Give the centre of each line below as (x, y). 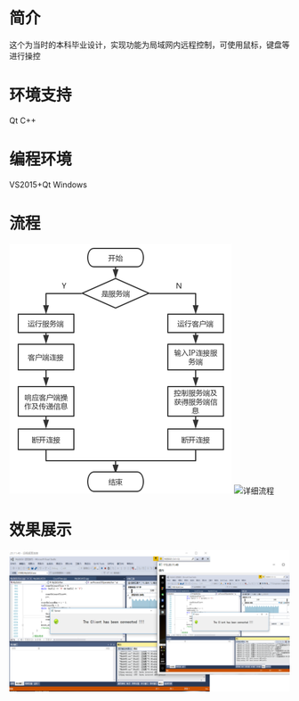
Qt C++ (23, 120)
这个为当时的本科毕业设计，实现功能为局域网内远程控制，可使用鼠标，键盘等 (149, 45)
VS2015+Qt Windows (48, 185)
